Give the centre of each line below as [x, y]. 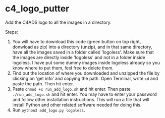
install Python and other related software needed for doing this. [77, 105]
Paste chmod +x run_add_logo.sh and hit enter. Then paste [71, 89]
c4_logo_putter [37, 9]
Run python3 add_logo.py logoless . [49, 110]
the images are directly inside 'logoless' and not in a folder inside [79, 57]
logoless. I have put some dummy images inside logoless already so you [86, 62]
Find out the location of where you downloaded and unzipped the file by [86, 73]
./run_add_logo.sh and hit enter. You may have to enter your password [84, 94]
